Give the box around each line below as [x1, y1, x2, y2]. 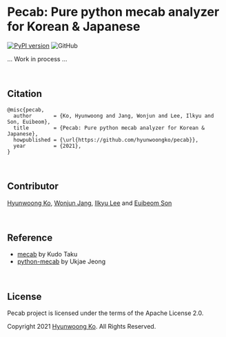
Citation [7, 88, 43, 100]
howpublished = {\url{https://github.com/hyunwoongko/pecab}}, [13, 136, 198, 143]
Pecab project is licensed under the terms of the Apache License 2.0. [7, 309, 204, 317]
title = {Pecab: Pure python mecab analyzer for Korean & [13, 124, 205, 131]
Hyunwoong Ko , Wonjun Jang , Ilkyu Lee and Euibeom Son [7, 199, 172, 207]
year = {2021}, [13, 142, 81, 149]
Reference [7, 232, 53, 243]
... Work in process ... [7, 54, 68, 63]
